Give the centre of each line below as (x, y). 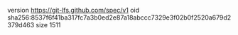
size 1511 (48, 25)
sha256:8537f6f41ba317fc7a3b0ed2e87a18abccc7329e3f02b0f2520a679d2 (119, 17)
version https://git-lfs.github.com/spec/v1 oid (74, 10)
